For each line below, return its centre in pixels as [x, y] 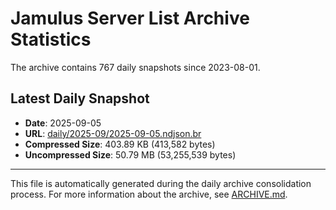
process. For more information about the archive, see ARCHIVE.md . [149, 194]
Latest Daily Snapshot [80, 98]
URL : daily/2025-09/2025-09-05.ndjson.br [113, 133]
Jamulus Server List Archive [130, 18]
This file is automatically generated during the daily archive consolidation [161, 183]
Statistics [51, 39]
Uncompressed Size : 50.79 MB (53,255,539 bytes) [130, 154]
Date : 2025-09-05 [63, 123]
